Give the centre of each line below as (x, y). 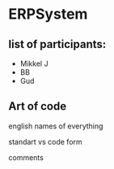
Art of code (38, 106)
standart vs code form (45, 141)
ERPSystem (48, 14)
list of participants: (57, 44)
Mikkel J (34, 63)
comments (26, 157)
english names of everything (56, 126)
